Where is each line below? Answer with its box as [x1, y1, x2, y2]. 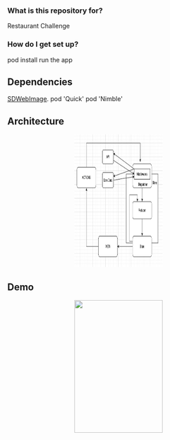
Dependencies [7, 76, 73, 88]
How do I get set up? [7, 40, 79, 50]
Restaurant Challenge [7, 22, 71, 30]
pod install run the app [7, 55, 73, 64]
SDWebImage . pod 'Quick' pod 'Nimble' [7, 95, 123, 103]
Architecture [7, 115, 65, 127]
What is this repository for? [7, 6, 104, 16]
